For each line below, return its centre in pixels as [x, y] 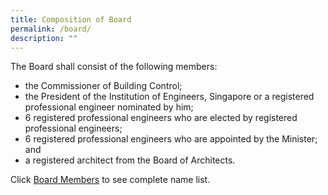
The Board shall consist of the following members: [114, 67]
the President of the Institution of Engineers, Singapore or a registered [169, 97]
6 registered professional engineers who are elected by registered [161, 118]
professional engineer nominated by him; [109, 107]
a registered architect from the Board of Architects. [130, 160]
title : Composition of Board [71, 19]
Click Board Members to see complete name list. [110, 180]
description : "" [44, 38]
